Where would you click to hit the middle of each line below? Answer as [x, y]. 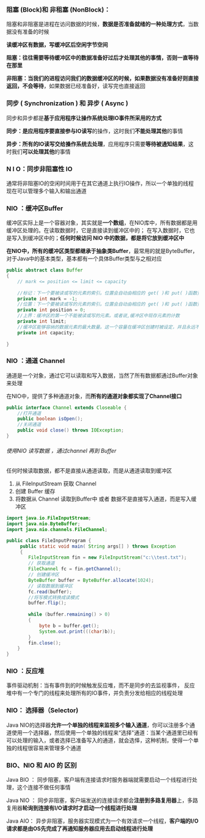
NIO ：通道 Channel [36, 361]
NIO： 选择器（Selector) [42, 710]
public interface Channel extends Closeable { [67, 408]
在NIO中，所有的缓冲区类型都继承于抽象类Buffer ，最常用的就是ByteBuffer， [102, 251]
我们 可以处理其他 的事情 [41, 152]
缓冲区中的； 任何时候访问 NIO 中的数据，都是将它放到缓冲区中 [106, 238]
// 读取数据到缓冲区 [51, 586]
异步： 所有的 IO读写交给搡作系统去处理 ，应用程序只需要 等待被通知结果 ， [97, 144]
